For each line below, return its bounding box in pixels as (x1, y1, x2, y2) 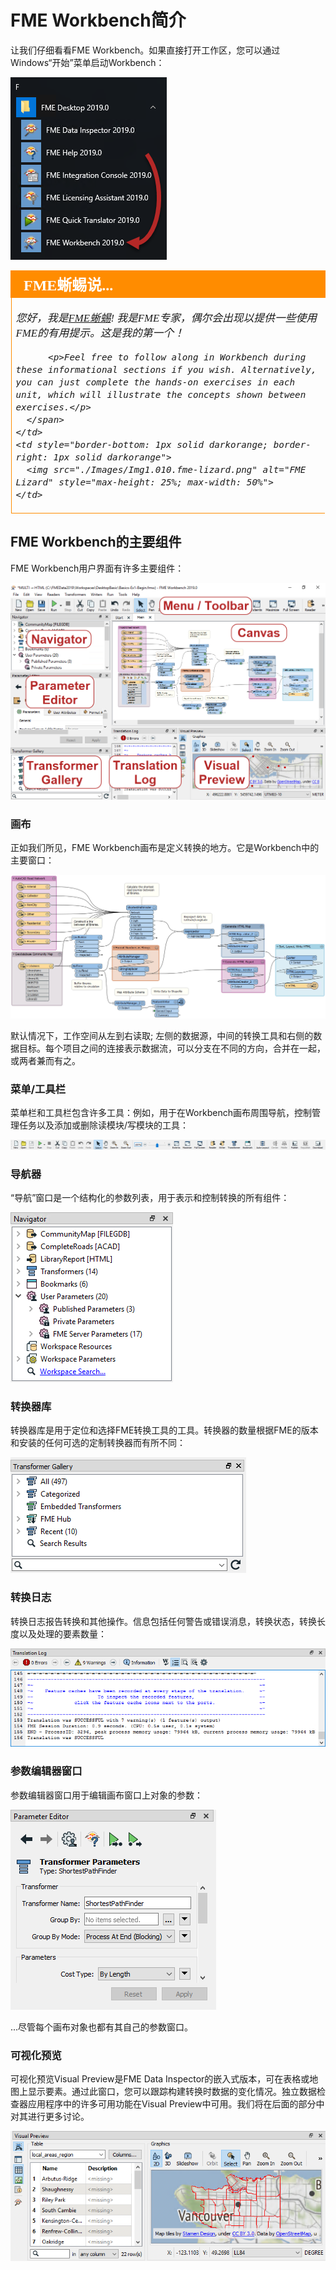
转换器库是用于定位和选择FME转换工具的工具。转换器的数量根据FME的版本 (10, 1424, 319, 1436)
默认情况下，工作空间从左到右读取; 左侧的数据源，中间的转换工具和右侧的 (10, 1029, 314, 1041)
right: (15, 451, 49, 463)
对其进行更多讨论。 (10, 2111, 90, 2122)
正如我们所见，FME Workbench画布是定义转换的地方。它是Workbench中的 (10, 841, 320, 853)
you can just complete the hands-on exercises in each (15, 376, 296, 388)
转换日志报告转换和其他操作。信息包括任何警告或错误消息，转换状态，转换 (10, 1615, 317, 1627)
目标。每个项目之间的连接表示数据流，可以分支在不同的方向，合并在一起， (18, 1042, 326, 1054)
